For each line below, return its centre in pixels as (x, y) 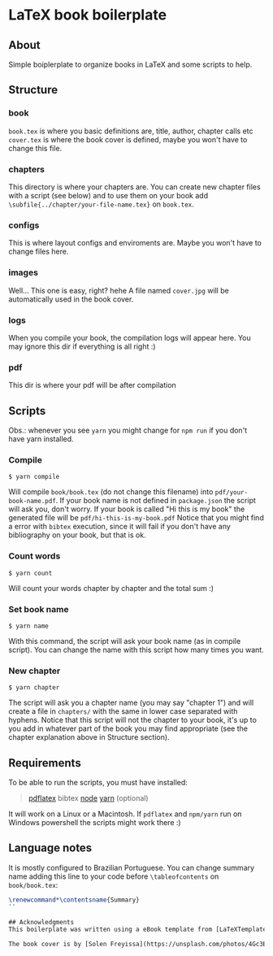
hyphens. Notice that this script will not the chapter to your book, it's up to (133, 720)
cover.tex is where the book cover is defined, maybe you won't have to (128, 139)
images (24, 272)
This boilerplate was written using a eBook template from (110, 930)
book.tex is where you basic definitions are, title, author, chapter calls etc (131, 131)
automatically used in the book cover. (71, 299)
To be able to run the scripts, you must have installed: (98, 782)
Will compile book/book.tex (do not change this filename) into (111, 492)
